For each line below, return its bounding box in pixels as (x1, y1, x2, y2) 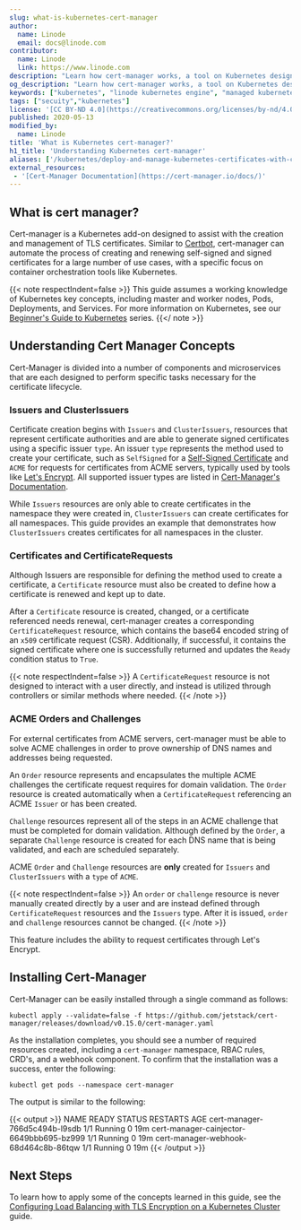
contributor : (9, 47, 58, 56)
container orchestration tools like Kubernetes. (9, 266, 177, 278)
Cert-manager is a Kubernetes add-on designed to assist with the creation (9, 229, 284, 239)
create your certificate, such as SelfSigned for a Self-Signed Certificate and (9, 453, 289, 463)
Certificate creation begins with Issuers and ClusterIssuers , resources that (9, 424, 288, 435)
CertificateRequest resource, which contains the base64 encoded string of (9, 625, 289, 637)
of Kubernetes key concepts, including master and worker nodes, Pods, (9, 293, 274, 305)
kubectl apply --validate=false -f (9, 1010, 142, 1020)
